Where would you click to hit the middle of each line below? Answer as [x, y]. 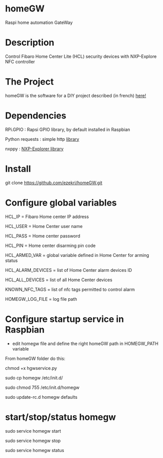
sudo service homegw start [33, 431]
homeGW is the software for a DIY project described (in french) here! [76, 96]
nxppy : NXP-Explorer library [34, 149]
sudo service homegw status [35, 450]
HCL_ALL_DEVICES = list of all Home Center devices [59, 280]
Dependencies [36, 115]
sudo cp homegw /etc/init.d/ [34, 378]
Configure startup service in [65, 319]
